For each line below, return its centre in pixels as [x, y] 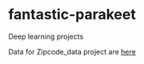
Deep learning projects [46, 36]
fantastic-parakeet [72, 15]
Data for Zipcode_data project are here [72, 51]
